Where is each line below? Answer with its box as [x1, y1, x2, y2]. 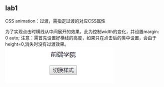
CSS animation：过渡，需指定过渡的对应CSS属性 [5, 17, 106, 24]
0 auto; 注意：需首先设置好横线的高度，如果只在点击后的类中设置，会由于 [5, 34, 156, 40]
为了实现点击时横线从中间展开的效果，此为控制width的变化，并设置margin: [5, 28, 159, 34]
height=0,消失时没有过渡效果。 [5, 41, 69, 47]
